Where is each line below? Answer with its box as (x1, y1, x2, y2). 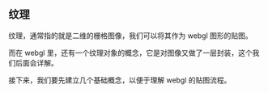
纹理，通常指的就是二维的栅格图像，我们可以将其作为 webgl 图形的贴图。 (8, 31, 253, 40)
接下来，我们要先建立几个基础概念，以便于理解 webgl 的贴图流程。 (8, 75, 232, 85)
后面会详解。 (15, 57, 58, 67)
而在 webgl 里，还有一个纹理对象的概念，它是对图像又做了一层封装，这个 (8, 48, 253, 57)
